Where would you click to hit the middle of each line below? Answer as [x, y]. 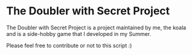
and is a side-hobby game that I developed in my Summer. [79, 33]
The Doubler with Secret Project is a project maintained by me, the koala [96, 27]
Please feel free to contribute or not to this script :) [69, 45]
